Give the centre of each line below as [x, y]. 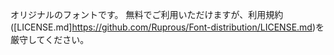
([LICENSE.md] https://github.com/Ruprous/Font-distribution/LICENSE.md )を [167, 27]
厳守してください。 [50, 39]
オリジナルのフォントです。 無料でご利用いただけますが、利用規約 [147, 14]
